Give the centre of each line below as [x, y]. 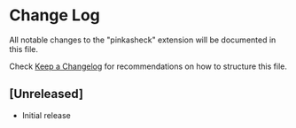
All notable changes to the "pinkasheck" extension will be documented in [143, 40]
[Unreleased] [47, 94]
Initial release [46, 115]
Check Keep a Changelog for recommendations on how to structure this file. [148, 66]
